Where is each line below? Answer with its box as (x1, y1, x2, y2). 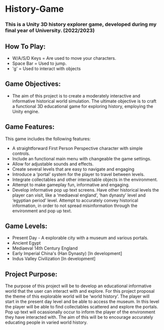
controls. (12, 151, 30, 156)
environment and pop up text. (12, 207, 72, 214)
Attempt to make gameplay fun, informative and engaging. (12, 181, 130, 187)
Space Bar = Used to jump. (12, 60, 67, 66)
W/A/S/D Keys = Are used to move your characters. (12, 55, 117, 61)
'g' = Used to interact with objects (12, 65, 81, 72)
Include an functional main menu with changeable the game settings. (12, 155, 152, 161)
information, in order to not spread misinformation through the (12, 203, 138, 208)
